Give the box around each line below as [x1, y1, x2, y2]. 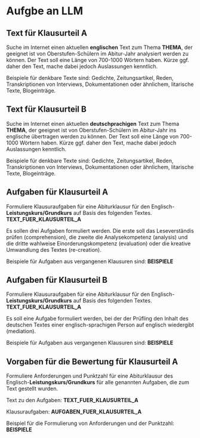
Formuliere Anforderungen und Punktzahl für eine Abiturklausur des [6, 372, 173, 380]
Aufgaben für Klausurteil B [6, 275, 107, 285]
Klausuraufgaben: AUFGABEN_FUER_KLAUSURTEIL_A [6, 408, 142, 415]
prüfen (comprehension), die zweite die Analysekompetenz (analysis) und [6, 233, 188, 240]
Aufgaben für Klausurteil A [6, 187, 109, 198]
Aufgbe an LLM [6, 4, 84, 18]
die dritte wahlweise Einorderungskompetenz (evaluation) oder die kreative [6, 240, 191, 247]
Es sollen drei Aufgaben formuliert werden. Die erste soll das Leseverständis [6, 227, 194, 234]
